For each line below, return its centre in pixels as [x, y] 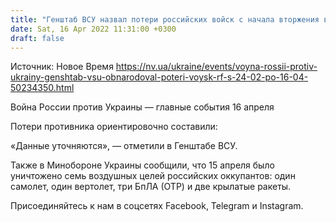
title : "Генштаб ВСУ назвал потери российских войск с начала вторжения [165, 19]
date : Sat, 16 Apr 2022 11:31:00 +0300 [93, 29]
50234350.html [42, 88]
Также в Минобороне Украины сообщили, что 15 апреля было [142, 165]
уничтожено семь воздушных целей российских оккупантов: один [153, 176]
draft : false [37, 38]
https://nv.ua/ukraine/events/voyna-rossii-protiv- [216, 67]
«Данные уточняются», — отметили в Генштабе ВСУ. [124, 146]
